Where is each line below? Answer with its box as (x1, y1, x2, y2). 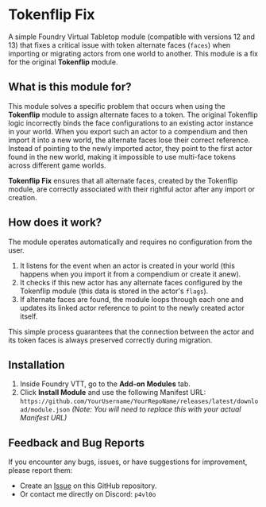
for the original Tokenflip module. (8, 57, 118, 67)
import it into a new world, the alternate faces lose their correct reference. (8, 135, 251, 145)
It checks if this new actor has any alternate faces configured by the (19, 277, 243, 287)
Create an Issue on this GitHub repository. (19, 481, 157, 490)
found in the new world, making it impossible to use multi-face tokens (8, 152, 237, 161)
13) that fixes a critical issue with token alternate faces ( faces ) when (8, 40, 231, 49)
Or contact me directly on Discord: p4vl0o (19, 490, 156, 499)
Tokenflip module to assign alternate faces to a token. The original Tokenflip (8, 110, 258, 119)
